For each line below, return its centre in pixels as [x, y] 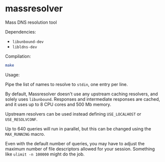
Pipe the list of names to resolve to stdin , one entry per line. [66, 84]
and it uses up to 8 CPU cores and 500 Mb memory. [58, 104]
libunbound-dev [28, 42]
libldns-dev [25, 47]
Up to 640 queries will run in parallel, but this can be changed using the [78, 128]
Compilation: [18, 56]
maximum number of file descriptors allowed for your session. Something [80, 149]
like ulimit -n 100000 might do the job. [45, 154]
